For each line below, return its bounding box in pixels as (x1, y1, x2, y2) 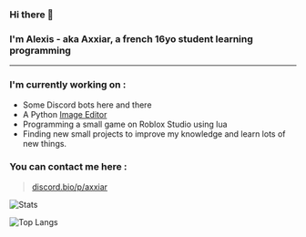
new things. (22, 138, 66, 149)
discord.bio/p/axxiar (31, 181, 107, 192)
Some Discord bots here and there (22, 99, 152, 110)
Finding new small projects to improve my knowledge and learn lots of (22, 128, 286, 139)
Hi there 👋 (9, 8, 55, 21)
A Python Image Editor (22, 108, 107, 119)
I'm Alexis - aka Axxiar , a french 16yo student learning (9, 32, 253, 45)
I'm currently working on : (9, 78, 127, 91)
